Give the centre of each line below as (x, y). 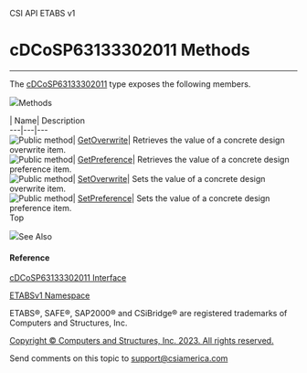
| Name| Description (47, 120)
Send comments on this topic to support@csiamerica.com (119, 358)
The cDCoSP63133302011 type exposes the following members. (130, 84)
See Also (36, 236)
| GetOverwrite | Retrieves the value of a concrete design (179, 140)
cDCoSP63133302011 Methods (130, 50)
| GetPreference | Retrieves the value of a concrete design (181, 159)
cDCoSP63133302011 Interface (68, 278)
